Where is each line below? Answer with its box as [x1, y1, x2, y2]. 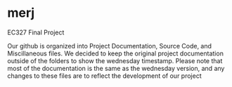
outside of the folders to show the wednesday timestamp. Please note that [7, 56, 223, 65]
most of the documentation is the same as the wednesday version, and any [7, 64, 225, 72]
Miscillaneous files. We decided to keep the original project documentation [7, 49, 224, 58]
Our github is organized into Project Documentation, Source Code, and [7, 41, 212, 50]
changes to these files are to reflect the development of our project [7, 72, 202, 80]
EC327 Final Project [7, 28, 65, 36]
